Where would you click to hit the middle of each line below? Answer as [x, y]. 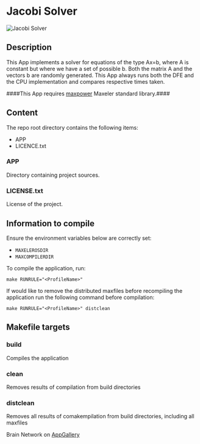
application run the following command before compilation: [80, 297]
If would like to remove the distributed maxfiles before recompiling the [95, 290]
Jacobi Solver [42, 11]
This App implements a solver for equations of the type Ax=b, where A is [98, 62]
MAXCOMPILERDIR [34, 257]
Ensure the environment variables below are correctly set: [79, 238]
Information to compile [50, 224]
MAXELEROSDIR [32, 250]
